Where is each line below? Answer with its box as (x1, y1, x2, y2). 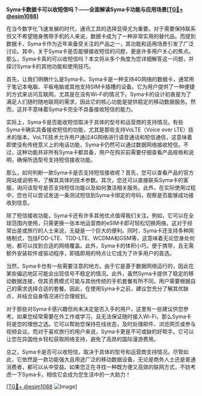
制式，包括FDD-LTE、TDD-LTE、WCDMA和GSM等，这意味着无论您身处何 (11, 234, 195, 242)
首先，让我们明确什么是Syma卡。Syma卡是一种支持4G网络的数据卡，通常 (6, 75, 189, 83)
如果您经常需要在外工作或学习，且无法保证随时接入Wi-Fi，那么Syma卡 (16, 313, 192, 320)
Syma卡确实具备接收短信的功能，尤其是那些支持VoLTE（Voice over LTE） (6, 126, 189, 133)
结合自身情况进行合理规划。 (22, 292, 91, 300)
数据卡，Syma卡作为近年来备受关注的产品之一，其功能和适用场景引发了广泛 (6, 40, 194, 47)
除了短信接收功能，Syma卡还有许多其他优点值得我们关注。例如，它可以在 (6, 212, 189, 219)
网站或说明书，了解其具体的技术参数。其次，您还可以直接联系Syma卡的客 (6, 177, 189, 183)
